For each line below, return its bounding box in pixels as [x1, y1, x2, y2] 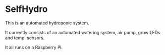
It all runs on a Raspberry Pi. [5, 44, 63, 50]
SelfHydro [5, 3, 48, 15]
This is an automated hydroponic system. [5, 20, 89, 26]
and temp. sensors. [5, 35, 45, 41]
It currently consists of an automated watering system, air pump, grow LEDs [5, 29, 161, 35]
